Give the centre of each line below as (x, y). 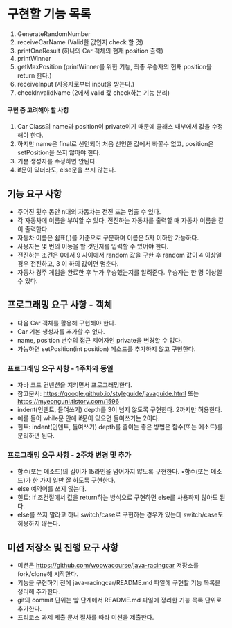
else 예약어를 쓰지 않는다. (52, 489)
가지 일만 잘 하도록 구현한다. (78, 480)
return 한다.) (34, 75)
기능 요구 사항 (35, 194)
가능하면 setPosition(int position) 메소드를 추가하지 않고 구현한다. (106, 349)
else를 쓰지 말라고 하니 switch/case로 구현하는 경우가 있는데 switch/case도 (120, 515)
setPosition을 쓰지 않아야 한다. (59, 152)
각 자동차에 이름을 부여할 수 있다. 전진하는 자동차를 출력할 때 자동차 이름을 (117, 220)
